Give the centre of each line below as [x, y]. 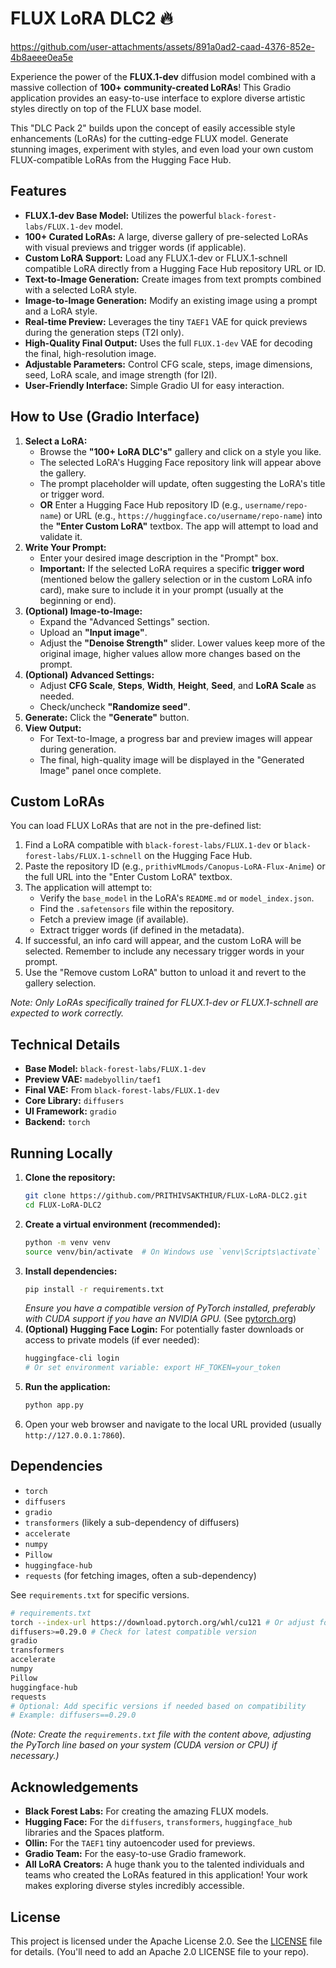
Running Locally [61, 1153]
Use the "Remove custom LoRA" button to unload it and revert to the [165, 973]
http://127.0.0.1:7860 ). [75, 1435]
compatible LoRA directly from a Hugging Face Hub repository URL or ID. [175, 268]
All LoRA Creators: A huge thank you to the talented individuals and [164, 1864]
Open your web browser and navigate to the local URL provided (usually [173, 1424]
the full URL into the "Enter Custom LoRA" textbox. [128, 877]
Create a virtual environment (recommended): [123, 1224]
